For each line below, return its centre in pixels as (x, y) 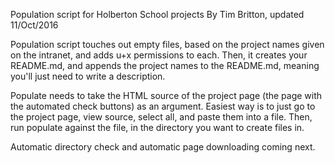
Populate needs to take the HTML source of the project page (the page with (166, 95)
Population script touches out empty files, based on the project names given (167, 44)
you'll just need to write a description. (88, 76)
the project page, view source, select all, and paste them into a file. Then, (161, 117)
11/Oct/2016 (34, 25)
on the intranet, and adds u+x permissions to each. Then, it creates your (159, 55)
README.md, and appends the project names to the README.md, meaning (165, 65)
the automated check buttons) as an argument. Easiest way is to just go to (163, 106)
